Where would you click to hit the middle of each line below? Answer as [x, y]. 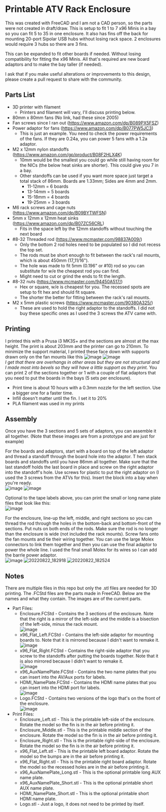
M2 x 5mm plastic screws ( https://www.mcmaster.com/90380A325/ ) [83, 303]
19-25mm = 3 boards [49, 202]
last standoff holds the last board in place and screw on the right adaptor [80, 467]
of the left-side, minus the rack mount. [59, 624]
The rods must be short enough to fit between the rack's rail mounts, [90, 255]
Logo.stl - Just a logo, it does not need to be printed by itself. [82, 804]
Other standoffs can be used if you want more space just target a [86, 176]
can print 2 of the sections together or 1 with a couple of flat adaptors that [81, 372]
